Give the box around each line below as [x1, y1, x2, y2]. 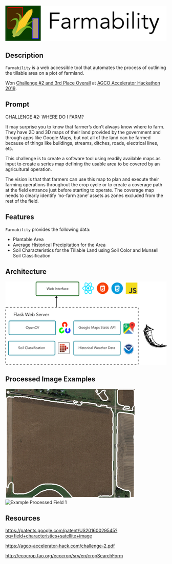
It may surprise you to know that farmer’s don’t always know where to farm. [5, 123, 165, 129]
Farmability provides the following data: [5, 226, 91, 232]
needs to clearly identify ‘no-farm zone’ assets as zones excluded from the [5, 192, 164, 199]
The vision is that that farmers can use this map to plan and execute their [5, 176, 160, 182]
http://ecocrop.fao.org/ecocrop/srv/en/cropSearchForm [5, 553, 123, 559]
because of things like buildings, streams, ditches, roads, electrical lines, [5, 140, 159, 146]
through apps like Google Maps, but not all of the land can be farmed [5, 134, 151, 141]
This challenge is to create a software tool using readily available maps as [5, 155, 161, 161]
